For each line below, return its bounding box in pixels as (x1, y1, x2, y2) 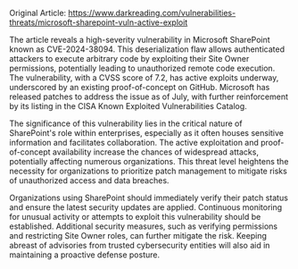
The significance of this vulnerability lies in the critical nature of (9, 118, 243, 129)
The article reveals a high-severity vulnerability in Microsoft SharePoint (9, 35, 270, 45)
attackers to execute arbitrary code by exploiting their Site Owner (9, 54, 250, 63)
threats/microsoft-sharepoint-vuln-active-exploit (9, 17, 188, 28)
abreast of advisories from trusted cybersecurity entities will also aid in (9, 240, 270, 250)
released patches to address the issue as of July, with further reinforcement (9, 91, 288, 102)
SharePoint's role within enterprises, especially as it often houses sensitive (9, 128, 284, 138)
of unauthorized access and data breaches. (9, 175, 170, 186)
